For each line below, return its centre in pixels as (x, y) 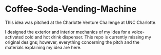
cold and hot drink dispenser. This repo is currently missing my (88, 37)
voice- (138, 32)
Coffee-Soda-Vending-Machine (71, 9)
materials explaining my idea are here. (43, 47)
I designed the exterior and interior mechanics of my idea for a (68, 32)
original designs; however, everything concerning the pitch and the (72, 42)
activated (14, 37)
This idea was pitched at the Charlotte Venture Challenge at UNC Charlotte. (81, 22)
